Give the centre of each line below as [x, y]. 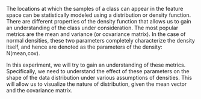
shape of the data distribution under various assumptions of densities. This [99, 78]
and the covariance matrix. [39, 90]
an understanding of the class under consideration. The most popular [92, 28]
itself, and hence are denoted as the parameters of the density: [84, 47]
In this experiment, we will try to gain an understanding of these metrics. [96, 65]
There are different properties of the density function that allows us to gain [99, 21]
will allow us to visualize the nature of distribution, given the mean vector [97, 84]
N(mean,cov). [23, 53]
